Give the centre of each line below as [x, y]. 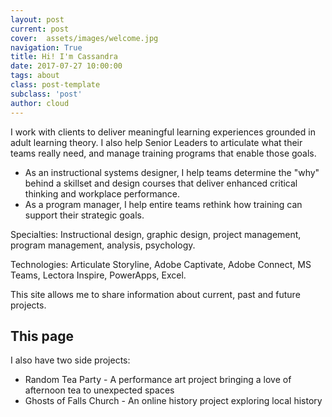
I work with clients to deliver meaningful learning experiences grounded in [163, 132]
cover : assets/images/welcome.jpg [84, 38]
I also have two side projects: [70, 360]
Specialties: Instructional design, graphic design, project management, [156, 234]
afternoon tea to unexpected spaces [99, 390]
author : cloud [40, 103]
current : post [40, 29]
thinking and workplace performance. [102, 193]
